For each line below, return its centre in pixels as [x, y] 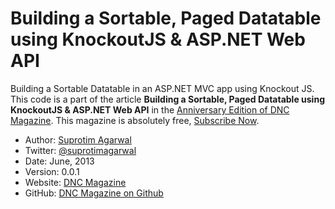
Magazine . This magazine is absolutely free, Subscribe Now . [135, 120]
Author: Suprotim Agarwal [78, 139]
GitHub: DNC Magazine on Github [94, 193]
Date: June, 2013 [59, 161]
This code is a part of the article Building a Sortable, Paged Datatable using [167, 99]
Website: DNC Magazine [75, 182]
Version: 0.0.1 [52, 171]
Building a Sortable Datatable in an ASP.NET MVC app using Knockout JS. [162, 88]
